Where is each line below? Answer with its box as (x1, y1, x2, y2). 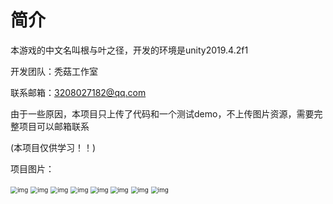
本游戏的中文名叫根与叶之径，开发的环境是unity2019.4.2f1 (10, 44, 249, 56)
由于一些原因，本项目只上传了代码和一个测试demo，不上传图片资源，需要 (10, 107, 315, 120)
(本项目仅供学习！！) (10, 141, 97, 153)
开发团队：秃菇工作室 (10, 65, 98, 77)
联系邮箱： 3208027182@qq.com (10, 86, 147, 98)
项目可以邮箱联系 (18, 120, 90, 132)
